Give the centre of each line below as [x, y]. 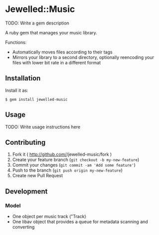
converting [23, 227]
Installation [23, 78]
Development [27, 191]
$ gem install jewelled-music [37, 99]
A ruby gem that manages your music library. [51, 32]
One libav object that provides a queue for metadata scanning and [80, 222]
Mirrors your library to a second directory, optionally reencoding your [83, 57]
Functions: [16, 42]
